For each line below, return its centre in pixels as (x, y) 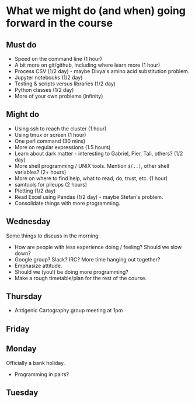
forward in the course (59, 23)
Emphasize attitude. (38, 266)
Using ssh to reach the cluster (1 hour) (60, 128)
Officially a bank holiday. (36, 363)
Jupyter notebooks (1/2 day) (48, 77)
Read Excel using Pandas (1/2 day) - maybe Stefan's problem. (89, 197)
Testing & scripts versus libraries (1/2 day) (65, 84)
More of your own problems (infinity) (59, 96)
